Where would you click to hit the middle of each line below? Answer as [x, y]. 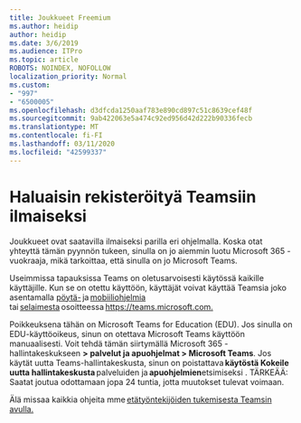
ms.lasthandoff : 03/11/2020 [62, 144]
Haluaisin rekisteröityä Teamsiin [133, 197]
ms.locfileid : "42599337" [58, 152]
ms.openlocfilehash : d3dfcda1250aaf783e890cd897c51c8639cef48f [131, 110]
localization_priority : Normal [68, 77]
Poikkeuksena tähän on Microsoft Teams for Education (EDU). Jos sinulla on [151, 324]
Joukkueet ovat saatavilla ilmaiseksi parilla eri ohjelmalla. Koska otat [136, 241]
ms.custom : [30, 85]
